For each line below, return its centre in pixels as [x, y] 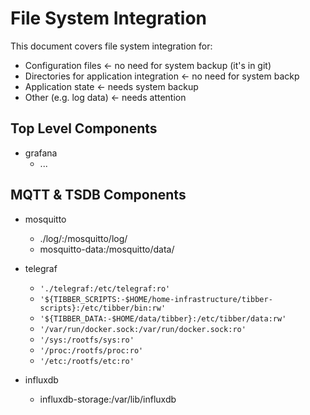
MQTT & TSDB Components [98, 195]
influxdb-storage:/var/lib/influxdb [108, 399]
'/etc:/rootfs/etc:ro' [87, 361]
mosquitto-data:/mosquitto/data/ [107, 249]
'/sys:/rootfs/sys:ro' [87, 340]
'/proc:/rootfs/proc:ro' [91, 350]
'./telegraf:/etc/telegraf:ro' [105, 288]
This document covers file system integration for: [111, 46]
